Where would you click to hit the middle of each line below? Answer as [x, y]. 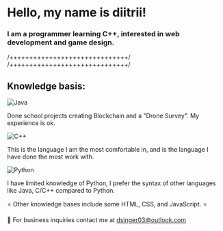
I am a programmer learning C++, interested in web [93, 34]
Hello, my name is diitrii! [77, 13]
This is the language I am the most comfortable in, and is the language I [108, 150]
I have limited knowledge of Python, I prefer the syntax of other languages [112, 183]
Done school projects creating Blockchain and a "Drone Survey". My [103, 116]
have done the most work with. [51, 157]
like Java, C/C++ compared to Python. [61, 191]
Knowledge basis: [46, 86]
